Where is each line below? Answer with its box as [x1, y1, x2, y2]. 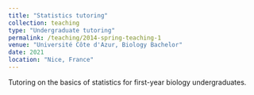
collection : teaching [8, 19, 80, 27]
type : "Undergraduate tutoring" [8, 26, 115, 34]
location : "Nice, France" [8, 56, 94, 64]
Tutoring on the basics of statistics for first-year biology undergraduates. [8, 77, 247, 87]
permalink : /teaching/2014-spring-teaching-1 [8, 33, 161, 42]
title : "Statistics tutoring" [8, 11, 109, 20]
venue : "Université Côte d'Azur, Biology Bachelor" [8, 41, 183, 49]
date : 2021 [8, 48, 44, 56]
